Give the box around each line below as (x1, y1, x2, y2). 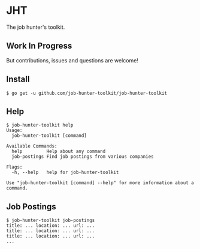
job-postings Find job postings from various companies (11, 154, 154, 160)
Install (6, 74, 30, 85)
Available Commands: (6, 143, 58, 149)
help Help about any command (11, 148, 106, 155)
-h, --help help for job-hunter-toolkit (11, 169, 119, 176)
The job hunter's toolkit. (6, 23, 65, 31)
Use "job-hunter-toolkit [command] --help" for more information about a (6, 180, 195, 186)
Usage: (6, 127, 23, 134)
